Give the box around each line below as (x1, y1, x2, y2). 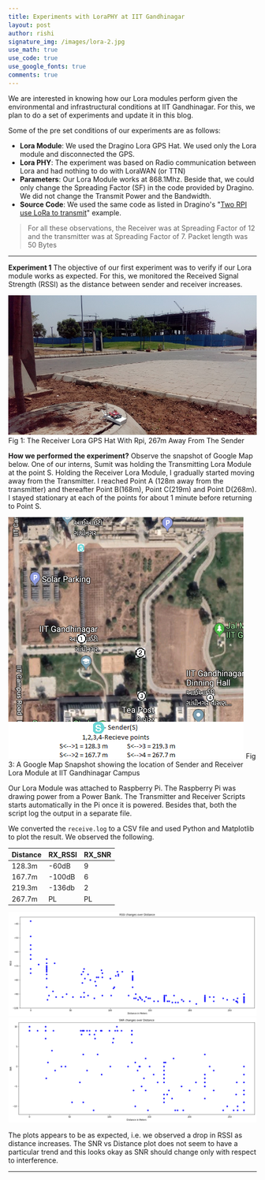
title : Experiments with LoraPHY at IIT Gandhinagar (8, 13, 185, 21)
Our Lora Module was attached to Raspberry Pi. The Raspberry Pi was (8, 783, 237, 793)
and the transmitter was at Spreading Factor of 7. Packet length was (27, 231, 248, 241)
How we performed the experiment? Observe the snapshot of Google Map (8, 451, 254, 461)
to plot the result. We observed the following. (8, 832, 155, 842)
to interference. (8, 1156, 59, 1165)
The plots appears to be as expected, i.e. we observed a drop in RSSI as (8, 1130, 243, 1140)
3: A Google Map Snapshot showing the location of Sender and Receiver (8, 760, 244, 769)
